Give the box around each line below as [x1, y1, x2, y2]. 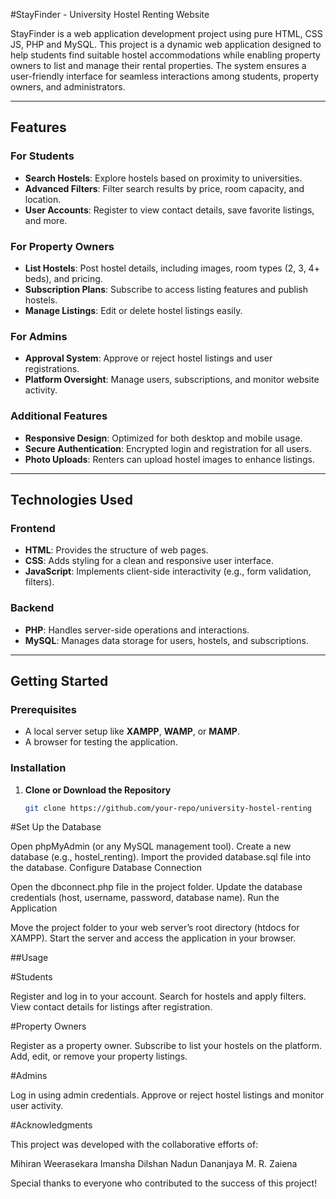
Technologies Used [10, 491, 133, 508]
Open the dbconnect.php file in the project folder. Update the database [10, 881, 303, 893]
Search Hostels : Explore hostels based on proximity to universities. [24, 172, 303, 184]
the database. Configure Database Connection [10, 862, 202, 874]
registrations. [24, 363, 80, 375]
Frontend [10, 521, 56, 535]
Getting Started [10, 672, 109, 689]
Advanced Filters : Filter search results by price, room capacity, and [24, 182, 305, 194]
